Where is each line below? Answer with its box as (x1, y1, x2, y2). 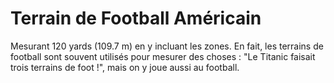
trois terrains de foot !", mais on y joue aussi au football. (10, 61, 240, 73)
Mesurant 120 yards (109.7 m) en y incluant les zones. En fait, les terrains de (10, 40, 324, 52)
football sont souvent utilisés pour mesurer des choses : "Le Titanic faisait (10, 50, 316, 62)
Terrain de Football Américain (10, 7, 262, 30)
